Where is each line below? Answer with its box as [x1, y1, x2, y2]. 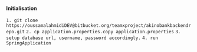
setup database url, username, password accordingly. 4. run [6, 35, 158, 41]
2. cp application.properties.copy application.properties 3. [26, 29, 181, 35]
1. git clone [6, 18, 38, 23]
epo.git [6, 29, 25, 35]
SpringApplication [6, 40, 51, 46]
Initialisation [6, 5, 37, 12]
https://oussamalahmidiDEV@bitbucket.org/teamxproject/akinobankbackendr [6, 23, 192, 29]
